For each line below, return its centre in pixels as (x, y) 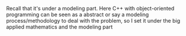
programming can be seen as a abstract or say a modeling (78, 15)
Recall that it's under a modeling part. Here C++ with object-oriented (90, 8)
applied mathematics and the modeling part (59, 27)
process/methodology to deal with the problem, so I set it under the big (93, 21)
